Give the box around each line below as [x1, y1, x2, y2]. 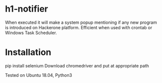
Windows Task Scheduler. [5, 30, 57, 35]
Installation [5, 47, 52, 58]
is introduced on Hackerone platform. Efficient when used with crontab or [5, 24, 152, 30]
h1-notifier [5, 3, 48, 15]
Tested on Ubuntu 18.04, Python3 [5, 72, 72, 78]
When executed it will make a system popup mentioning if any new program [5, 19, 157, 25]
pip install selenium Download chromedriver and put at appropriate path [5, 63, 149, 68]
